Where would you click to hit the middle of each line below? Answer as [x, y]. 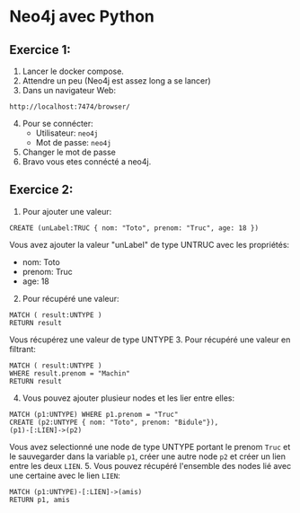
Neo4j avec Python [82, 17]
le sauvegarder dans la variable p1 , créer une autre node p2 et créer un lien [147, 456]
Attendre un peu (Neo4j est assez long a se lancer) [116, 81]
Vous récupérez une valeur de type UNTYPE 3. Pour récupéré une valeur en [150, 340]
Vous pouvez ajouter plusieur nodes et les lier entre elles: [128, 398]
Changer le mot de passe [69, 152]
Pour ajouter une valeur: [67, 211]
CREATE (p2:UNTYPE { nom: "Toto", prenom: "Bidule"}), [114, 422]
